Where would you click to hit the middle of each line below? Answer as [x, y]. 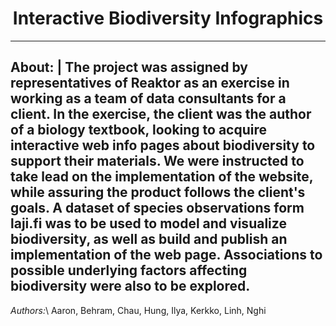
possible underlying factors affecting [129, 270]
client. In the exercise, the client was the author [161, 114]
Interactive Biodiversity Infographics [168, 18]
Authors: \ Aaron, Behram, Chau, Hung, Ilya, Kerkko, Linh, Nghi [138, 310]
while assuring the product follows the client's [158, 192]
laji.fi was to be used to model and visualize [148, 223]
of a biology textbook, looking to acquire [139, 130]
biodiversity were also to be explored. [130, 286]
